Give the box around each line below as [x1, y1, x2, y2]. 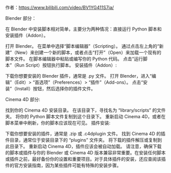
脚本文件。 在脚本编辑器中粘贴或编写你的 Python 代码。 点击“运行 [5, 56, 144, 62]
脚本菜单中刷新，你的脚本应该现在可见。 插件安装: [5, 120, 110, 126]
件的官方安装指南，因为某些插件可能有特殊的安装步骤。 [5, 162, 121, 168]
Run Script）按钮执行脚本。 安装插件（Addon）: [16, 62, 117, 68]
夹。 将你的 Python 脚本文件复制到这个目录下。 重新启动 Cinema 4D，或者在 [5, 114, 166, 119]
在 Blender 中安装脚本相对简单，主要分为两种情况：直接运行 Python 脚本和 [5, 26, 162, 32]
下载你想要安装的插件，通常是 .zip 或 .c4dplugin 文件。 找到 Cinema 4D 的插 [5, 131, 165, 136]
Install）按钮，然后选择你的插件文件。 [16, 86, 96, 91]
